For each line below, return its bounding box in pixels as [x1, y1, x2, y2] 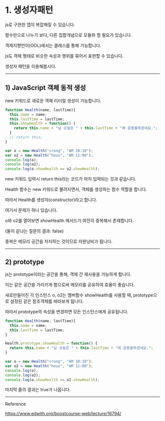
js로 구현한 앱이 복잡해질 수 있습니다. [5, 22, 75, 27]
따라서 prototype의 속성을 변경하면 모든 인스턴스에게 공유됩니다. [5, 309, 129, 315]
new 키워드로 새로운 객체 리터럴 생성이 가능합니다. [5, 98, 102, 104]
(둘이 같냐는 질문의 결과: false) [5, 228, 64, 234]
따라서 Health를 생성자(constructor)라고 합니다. [5, 197, 97, 203]
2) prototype [5, 258, 45, 266]
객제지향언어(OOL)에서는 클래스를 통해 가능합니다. [5, 42, 102, 48]
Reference [5, 401, 26, 407]
